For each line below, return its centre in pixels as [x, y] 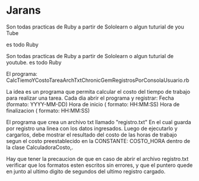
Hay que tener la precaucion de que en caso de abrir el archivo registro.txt [97, 158]
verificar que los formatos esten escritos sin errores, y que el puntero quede [99, 165]
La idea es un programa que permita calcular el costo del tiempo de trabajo [98, 91]
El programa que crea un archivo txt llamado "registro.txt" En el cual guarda [99, 122]
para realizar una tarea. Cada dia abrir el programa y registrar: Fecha [90, 98]
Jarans [24, 10]
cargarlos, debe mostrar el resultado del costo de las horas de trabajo [91, 135]
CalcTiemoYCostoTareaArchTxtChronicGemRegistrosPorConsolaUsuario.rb [98, 80]
